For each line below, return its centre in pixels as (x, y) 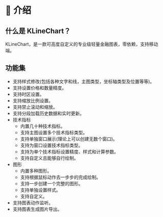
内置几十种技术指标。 (43, 126)
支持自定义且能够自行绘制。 (49, 158)
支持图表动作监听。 (33, 203)
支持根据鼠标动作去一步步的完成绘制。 (60, 177)
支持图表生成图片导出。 (37, 209)
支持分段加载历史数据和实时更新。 (48, 113)
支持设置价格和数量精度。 (39, 88)
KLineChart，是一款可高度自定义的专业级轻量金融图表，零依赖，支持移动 (82, 44)
